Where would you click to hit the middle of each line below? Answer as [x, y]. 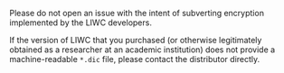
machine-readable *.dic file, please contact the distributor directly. [135, 59]
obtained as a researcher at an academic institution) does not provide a [142, 50]
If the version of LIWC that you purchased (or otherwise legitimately [136, 40]
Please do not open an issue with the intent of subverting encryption [137, 13]
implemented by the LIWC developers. [80, 23]
